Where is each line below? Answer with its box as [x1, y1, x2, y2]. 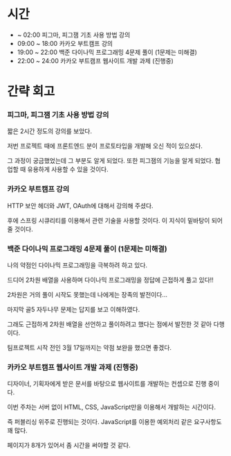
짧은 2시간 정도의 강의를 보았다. [7, 127, 92, 135]
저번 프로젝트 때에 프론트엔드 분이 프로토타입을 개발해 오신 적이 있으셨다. [7, 142, 203, 150]
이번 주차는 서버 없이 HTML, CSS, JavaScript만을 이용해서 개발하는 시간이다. [7, 403, 216, 412]
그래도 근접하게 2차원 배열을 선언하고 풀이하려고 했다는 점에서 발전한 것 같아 [7, 320, 212, 328]
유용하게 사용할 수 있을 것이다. [27, 165, 109, 174]
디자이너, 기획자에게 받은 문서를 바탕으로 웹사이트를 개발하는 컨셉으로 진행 [7, 380, 207, 388]
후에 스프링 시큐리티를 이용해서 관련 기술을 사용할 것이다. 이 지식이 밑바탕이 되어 [7, 216, 223, 224]
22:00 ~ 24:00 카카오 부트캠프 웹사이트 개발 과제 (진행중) [17, 56, 174, 65]
